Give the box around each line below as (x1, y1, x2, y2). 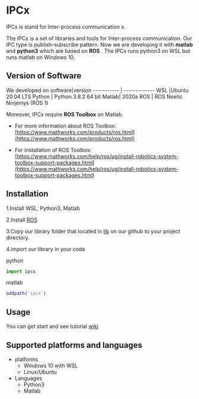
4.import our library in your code (6, 245, 86, 252)
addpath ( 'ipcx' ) (6, 290, 46, 297)
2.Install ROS (6, 216, 37, 223)
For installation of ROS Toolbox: (14, 146, 92, 153)
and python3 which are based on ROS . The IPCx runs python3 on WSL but (6, 47, 191, 54)
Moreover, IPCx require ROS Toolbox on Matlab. (6, 110, 124, 118)
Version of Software (6, 71, 82, 81)
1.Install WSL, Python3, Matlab (6, 204, 80, 211)
